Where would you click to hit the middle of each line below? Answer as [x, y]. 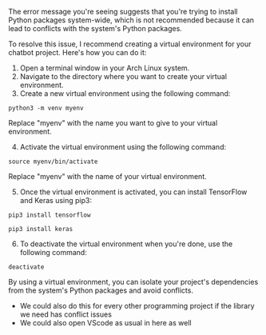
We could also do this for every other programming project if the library [137, 306]
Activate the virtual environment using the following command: [123, 147]
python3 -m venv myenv [46, 108]
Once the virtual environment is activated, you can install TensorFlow [133, 192]
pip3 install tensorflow [50, 215]
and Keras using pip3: [56, 200]
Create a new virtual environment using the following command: [125, 94]
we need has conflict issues [66, 314]
